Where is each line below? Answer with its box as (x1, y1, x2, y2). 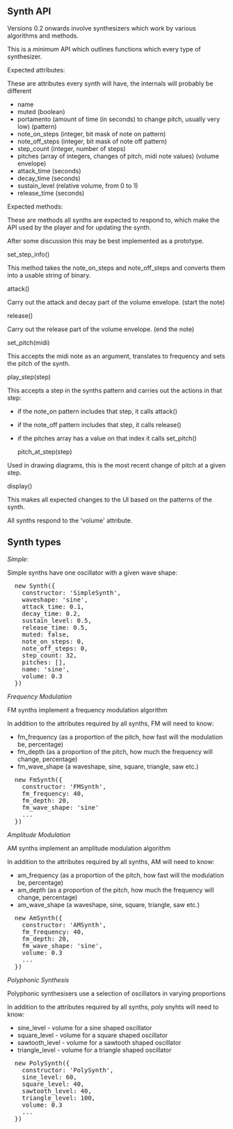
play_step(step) (7, 372, 51, 381)
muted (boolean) (17, 107, 65, 115)
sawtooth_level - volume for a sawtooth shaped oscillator (17, 1038, 182, 1046)
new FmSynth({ (14, 776, 63, 783)
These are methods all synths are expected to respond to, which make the (7, 216, 220, 224)
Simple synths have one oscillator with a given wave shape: (7, 568, 178, 577)
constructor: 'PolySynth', (22, 1066, 114, 1074)
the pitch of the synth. (7, 359, 71, 367)
